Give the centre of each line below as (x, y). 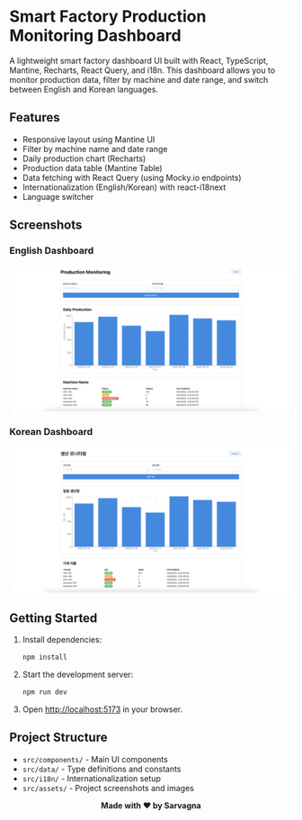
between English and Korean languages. (84, 89)
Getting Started (53, 618)
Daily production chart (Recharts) (84, 158)
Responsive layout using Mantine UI (89, 139)
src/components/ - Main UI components (95, 759)
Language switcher (58, 196)
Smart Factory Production (108, 17)
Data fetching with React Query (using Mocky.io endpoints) (132, 177)
